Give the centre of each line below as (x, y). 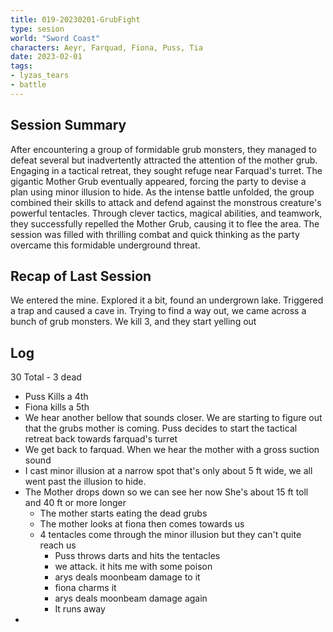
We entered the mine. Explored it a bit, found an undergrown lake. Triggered (167, 300)
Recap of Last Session (81, 276)
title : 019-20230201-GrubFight (75, 19)
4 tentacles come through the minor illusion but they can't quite (170, 535)
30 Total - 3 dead (46, 377)
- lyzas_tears (40, 76)
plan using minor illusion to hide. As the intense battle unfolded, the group (162, 192)
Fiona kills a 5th (57, 407)
